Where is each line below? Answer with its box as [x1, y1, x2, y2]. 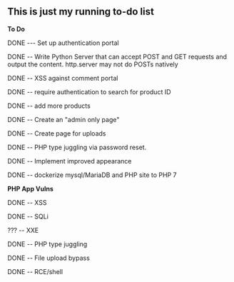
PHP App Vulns [7, 184, 54, 193]
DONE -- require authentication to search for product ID [7, 87, 171, 96]
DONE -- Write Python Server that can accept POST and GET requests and [7, 52, 227, 61]
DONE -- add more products [7, 101, 91, 110]
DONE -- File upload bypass [7, 253, 91, 262]
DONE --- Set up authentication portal [7, 39, 119, 47]
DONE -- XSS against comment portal [7, 74, 118, 82]
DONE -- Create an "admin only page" [7, 115, 120, 124]
